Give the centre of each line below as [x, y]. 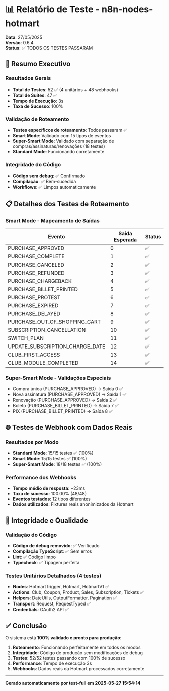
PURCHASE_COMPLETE [36, 256]
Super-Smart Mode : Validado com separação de [63, 141]
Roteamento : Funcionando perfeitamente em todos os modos [76, 647]
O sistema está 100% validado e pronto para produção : [63, 637]
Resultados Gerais [28, 78]
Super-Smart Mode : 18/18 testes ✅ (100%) [57, 464]
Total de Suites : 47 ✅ [35, 95]
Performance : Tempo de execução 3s [52, 663]
